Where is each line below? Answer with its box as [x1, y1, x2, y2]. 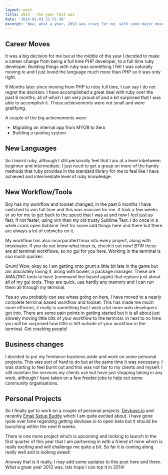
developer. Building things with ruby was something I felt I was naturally [5, 63, 153, 70]
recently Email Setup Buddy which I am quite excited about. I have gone [5, 413, 153, 419]
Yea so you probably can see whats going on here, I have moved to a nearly [5, 294, 161, 300]
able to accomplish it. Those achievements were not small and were [5, 100, 145, 106]
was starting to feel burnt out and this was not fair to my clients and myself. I [5, 364, 163, 370]
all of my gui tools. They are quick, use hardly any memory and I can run [5, 279, 154, 285]
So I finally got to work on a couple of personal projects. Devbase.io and [5, 408, 154, 414]
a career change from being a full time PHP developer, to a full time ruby [5, 58, 154, 64]
